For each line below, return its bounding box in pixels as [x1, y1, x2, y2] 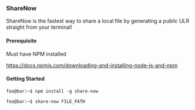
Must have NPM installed [6, 50, 66, 57]
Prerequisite [6, 37, 37, 44]
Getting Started [6, 75, 45, 82]
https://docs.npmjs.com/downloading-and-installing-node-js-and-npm [6, 62, 178, 69]
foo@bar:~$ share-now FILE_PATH [6, 98, 85, 104]
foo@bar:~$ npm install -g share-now [6, 88, 99, 94]
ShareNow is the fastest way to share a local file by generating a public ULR [6, 18, 190, 25]
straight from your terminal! [6, 24, 72, 31]
